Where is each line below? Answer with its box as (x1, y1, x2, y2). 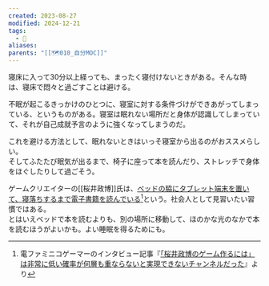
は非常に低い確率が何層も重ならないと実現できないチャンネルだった (19, 259, 245, 268)
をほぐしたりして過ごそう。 (8, 166, 99, 176)
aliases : (8, 42, 38, 50)
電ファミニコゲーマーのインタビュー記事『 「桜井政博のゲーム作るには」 (19, 248, 255, 258)
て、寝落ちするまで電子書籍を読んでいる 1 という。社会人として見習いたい (8, 193, 248, 203)
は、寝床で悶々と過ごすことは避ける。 (8, 82, 135, 92)
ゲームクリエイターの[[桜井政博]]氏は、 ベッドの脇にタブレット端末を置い (8, 184, 250, 193)
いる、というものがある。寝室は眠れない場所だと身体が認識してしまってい (14, 109, 260, 119)
